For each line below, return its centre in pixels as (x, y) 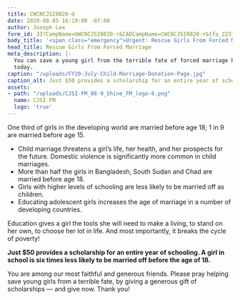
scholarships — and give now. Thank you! (69, 289)
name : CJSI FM (35, 101)
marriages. (34, 164)
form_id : (20, 34)
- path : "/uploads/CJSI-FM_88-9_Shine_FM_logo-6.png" (89, 94)
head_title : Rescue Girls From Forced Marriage (80, 47)
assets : (19, 87)
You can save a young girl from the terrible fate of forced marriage (121, 61)
